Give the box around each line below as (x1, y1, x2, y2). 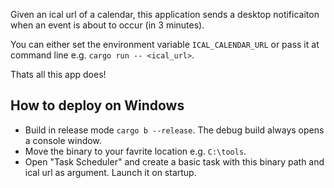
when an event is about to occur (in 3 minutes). (10, 19, 205, 31)
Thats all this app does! (10, 69, 107, 80)
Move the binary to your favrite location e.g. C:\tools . (24, 145, 247, 157)
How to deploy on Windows (10, 97, 185, 114)
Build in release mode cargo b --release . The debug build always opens (24, 124, 325, 136)
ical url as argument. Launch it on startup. (24, 166, 197, 178)
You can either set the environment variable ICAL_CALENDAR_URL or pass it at (10, 39, 320, 50)
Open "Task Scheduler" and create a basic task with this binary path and (24, 155, 325, 168)
